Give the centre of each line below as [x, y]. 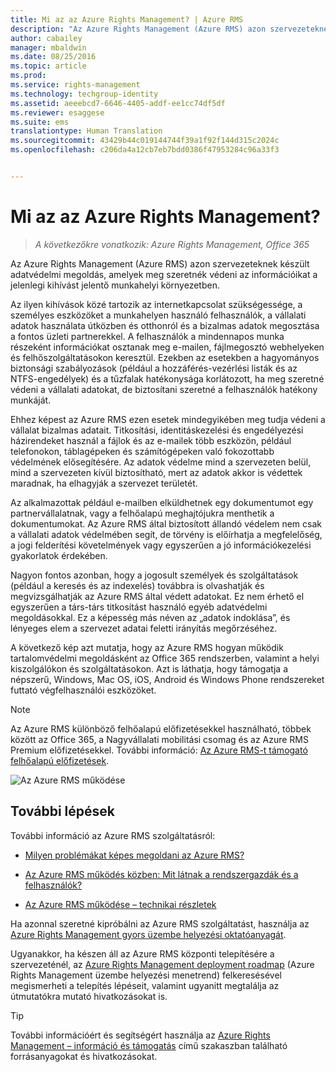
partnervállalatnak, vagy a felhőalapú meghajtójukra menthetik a [142, 513]
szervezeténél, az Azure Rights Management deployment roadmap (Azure [162, 964]
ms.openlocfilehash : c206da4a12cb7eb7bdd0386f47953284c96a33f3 [145, 150]
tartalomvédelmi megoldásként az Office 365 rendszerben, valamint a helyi [165, 658]
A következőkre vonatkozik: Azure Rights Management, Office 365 [172, 244]
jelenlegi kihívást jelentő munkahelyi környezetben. [115, 285]
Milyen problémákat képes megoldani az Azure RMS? [134, 855]
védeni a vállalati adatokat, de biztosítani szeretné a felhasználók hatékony [164, 389]
